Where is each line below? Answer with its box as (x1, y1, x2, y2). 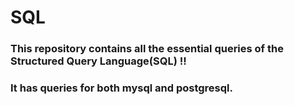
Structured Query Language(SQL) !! (10, 54, 187, 68)
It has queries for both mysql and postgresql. (10, 81, 233, 95)
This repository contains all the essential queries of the (10, 42, 284, 56)
